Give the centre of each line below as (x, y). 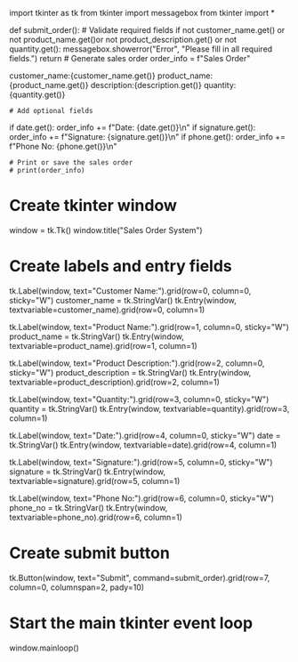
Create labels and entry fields (121, 266)
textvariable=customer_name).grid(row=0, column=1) (107, 310)
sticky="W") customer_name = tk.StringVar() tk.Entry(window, (123, 300)
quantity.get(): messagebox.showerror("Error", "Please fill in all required (141, 49)
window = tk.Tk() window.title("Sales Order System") (106, 230)
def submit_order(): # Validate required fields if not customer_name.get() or (147, 30)
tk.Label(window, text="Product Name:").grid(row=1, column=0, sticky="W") (149, 327)
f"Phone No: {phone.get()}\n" (63, 146)
